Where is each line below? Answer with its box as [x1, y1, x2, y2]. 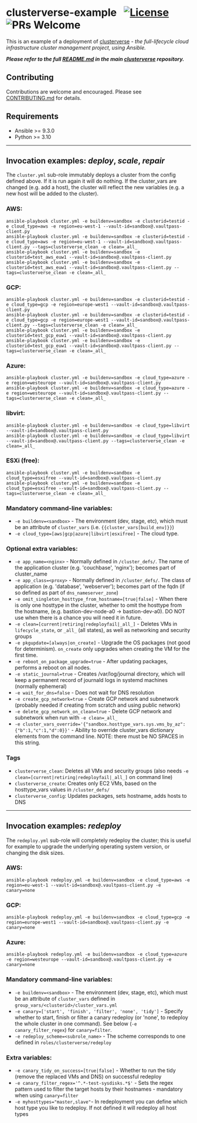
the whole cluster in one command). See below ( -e [14, 1020, 137, 1027]
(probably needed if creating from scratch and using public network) [14, 701, 181, 708]
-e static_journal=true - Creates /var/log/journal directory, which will [14, 670, 185, 677]
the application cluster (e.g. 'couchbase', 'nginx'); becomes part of [14, 564, 176, 571]
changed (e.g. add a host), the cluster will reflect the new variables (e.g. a [6, 184, 185, 191]
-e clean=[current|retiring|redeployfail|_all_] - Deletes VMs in [14, 620, 178, 627]
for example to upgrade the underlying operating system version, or [6, 843, 170, 850]
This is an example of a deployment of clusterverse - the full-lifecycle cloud [6, 38, 189, 45]
